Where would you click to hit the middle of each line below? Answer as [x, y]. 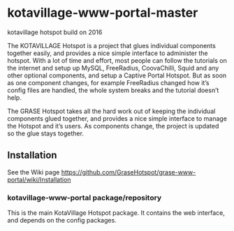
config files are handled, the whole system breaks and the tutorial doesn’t [113, 90]
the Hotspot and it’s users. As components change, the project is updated [113, 126]
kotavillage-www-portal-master [103, 13]
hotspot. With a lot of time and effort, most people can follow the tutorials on [117, 60]
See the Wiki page [34, 172]
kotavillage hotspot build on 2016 [55, 32]
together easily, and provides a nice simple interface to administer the [108, 53]
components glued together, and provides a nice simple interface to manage [117, 118]
